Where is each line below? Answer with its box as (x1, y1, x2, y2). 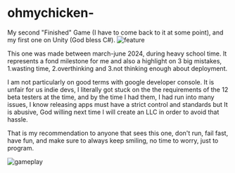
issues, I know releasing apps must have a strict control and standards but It (7, 100, 229, 108)
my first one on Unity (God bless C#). (7, 35, 116, 44)
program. (7, 143, 34, 152)
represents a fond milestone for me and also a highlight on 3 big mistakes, (7, 56, 222, 65)
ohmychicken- (7, 5, 94, 21)
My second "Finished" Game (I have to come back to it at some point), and (7, 28, 224, 37)
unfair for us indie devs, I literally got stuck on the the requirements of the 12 (7, 85, 229, 94)
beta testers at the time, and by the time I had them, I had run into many (7, 93, 215, 101)
